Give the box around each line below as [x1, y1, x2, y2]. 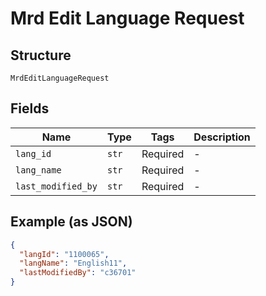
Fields [10, 100, 50, 117]
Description [193, 130, 251, 144]
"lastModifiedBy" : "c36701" [19, 268, 137, 278]
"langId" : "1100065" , [19, 249, 110, 259]
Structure [10, 47, 72, 64]
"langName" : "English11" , [19, 258, 128, 269]
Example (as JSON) [10, 213, 133, 231]
